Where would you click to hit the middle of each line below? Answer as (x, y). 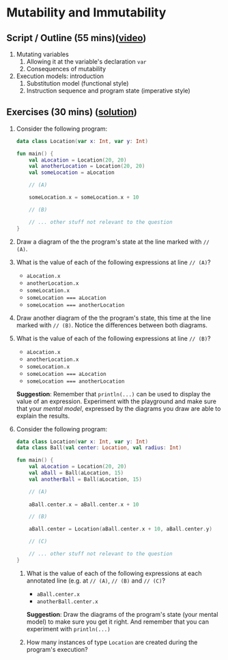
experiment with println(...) (68, 629)
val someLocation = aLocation (72, 173)
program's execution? (57, 649)
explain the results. (43, 416)
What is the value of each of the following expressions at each (114, 573)
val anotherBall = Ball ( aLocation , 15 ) (86, 479)
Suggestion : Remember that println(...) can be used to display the (113, 394)
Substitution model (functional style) (77, 83)
